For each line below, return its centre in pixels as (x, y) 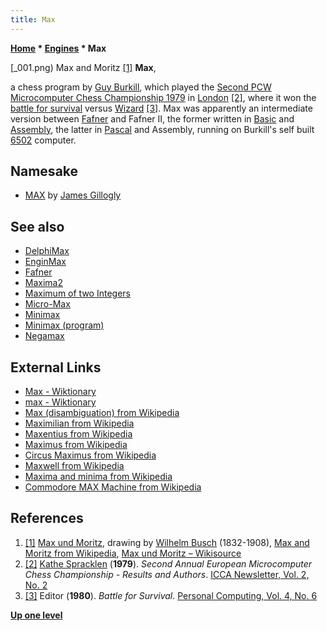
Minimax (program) (64, 325)
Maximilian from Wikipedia (79, 423)
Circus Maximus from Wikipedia (90, 455)
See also (37, 226)
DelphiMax (47, 251)
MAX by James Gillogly (73, 195)
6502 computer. (43, 140)
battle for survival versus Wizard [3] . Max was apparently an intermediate (161, 108)
